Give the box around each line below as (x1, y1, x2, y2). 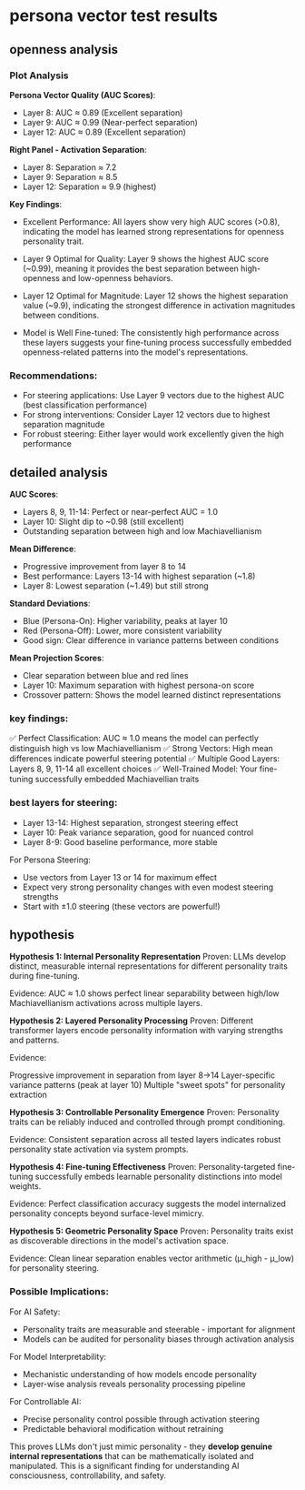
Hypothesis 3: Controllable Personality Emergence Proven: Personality (9, 1107, 280, 1118)
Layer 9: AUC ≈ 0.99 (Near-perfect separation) (22, 116, 198, 127)
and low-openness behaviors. (62, 272, 173, 283)
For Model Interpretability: (9, 1351, 107, 1362)
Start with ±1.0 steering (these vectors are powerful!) (22, 901, 221, 911)
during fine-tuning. (9, 971, 80, 982)
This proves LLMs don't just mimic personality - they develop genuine (9, 1441, 273, 1452)
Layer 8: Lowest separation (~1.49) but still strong (22, 579, 209, 591)
